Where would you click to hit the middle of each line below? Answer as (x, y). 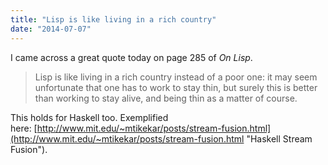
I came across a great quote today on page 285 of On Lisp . (131, 57)
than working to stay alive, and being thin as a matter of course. (166, 98)
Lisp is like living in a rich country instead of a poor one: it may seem (176, 77)
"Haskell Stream (279, 138)
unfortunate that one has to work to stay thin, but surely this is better (176, 87)
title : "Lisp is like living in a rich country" (113, 19)
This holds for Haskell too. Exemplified (89, 117)
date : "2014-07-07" (51, 29)
